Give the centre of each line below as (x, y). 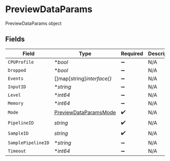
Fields (15, 39)
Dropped (17, 70)
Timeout (17, 151)
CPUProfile (21, 62)
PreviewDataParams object (33, 23)
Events (16, 78)
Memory (16, 103)
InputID (17, 87)
